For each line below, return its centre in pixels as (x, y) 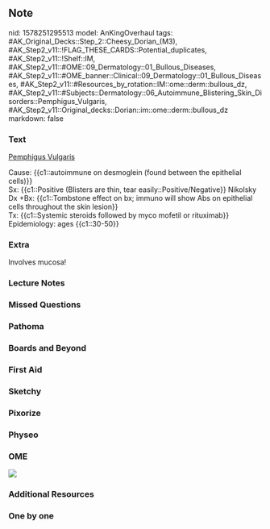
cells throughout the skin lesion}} (63, 207)
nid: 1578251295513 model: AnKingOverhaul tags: (91, 32)
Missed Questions (45, 305)
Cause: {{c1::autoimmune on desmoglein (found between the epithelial (125, 173)
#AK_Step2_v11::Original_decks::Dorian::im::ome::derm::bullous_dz (118, 110)
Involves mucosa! (37, 262)
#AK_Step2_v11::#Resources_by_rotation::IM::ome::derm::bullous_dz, (133, 84)
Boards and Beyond (48, 348)
